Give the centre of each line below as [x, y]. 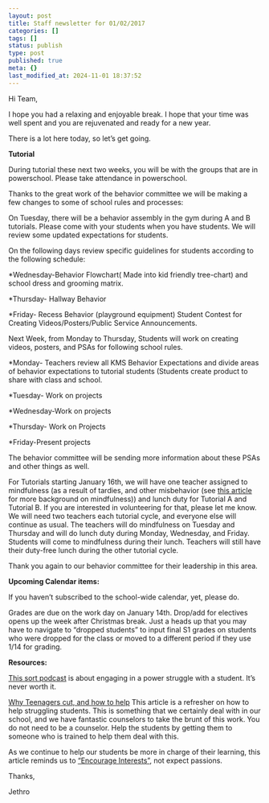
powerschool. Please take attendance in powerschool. [98, 178]
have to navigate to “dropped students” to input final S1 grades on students [132, 629]
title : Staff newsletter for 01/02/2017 [77, 23]
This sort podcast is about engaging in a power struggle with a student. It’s [132, 677]
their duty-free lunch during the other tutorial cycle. [94, 550]
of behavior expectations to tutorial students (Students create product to [128, 371]
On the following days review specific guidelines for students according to [131, 250]
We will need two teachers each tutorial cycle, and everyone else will [122, 516]
